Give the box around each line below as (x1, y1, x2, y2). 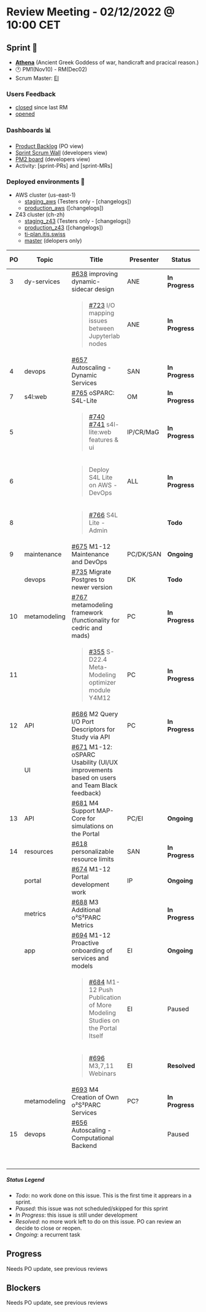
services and (71, 954, 109, 962)
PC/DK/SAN (126, 549, 162, 558)
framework (71, 608, 103, 616)
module (88, 686, 111, 694)
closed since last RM (15, 104, 68, 111)
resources (24, 847, 53, 855)
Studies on (88, 1016, 120, 1024)
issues (88, 316, 108, 324)
